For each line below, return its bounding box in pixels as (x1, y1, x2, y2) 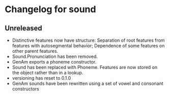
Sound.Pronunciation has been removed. (12, 53, 98, 59)
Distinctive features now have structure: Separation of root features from (12, 37, 165, 43)
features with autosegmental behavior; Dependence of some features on (12, 43, 165, 49)
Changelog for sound (5, 4, 96, 15)
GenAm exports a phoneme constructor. (12, 59, 97, 65)
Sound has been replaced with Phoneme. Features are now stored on (12, 65, 158, 70)
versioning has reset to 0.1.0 (12, 75, 71, 81)
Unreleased (5, 24, 43, 33)
